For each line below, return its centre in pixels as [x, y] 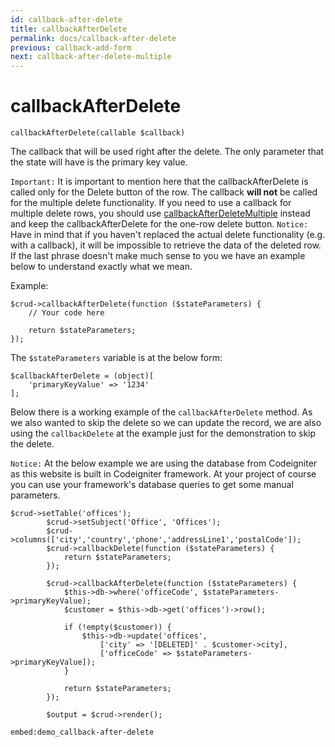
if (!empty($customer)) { [117, 627]
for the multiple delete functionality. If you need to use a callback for [151, 203]
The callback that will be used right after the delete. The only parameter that [167, 152]
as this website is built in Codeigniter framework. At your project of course [163, 474]
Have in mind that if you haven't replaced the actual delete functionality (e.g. [168, 235]
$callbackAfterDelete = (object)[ [82, 376]
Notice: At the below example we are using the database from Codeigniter [164, 463]
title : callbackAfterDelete [69, 29]
